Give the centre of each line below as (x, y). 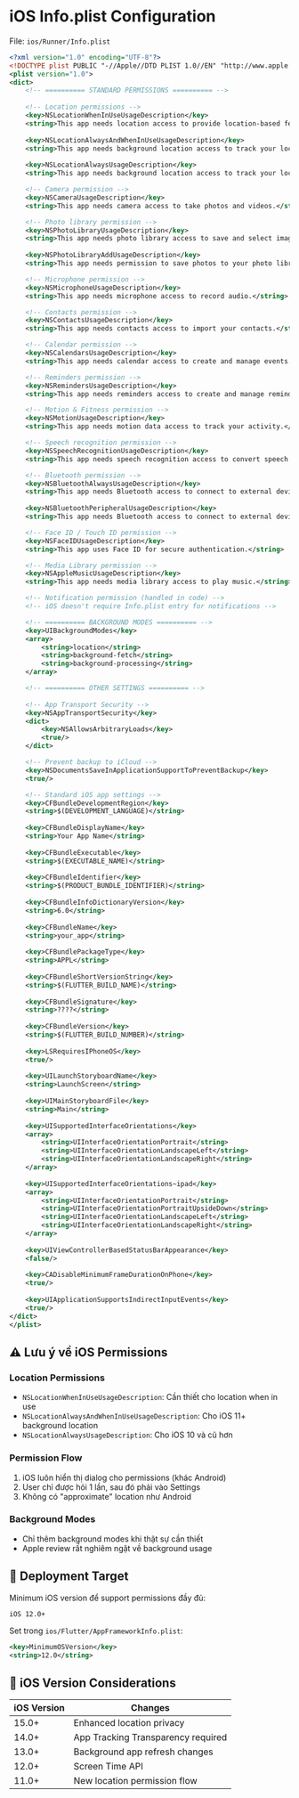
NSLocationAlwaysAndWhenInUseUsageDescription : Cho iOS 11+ (134, 1416)
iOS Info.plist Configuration (113, 16)
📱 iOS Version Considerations (93, 1683)
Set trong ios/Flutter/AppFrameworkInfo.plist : (96, 1631)
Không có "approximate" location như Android (107, 1496)
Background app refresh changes (143, 1752)
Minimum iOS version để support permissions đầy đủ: (108, 1598)
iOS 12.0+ (28, 1614)
